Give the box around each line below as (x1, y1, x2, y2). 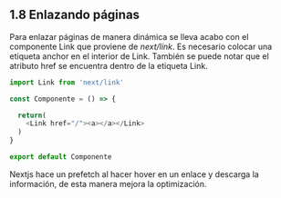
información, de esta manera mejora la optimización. (9, 178, 207, 189)
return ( (17, 111, 47, 120)
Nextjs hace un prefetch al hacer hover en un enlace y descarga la (9, 168, 260, 180)
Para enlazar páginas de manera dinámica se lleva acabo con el (9, 31, 249, 42)
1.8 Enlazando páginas (9, 7, 140, 23)
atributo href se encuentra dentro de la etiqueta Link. (9, 60, 208, 71)
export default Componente (9, 153, 112, 162)
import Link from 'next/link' (9, 77, 125, 87)
